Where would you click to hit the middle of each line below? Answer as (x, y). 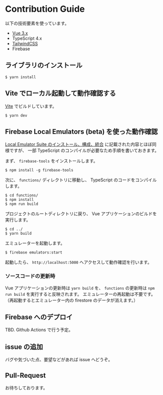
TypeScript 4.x (27, 38)
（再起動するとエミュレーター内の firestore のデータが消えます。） (72, 300)
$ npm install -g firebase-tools (39, 170)
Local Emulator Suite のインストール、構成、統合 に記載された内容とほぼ (79, 144)
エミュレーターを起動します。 (35, 243)
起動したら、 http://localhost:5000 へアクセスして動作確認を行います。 (79, 262)
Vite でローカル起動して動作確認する (61, 94)
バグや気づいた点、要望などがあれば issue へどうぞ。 (59, 360)
